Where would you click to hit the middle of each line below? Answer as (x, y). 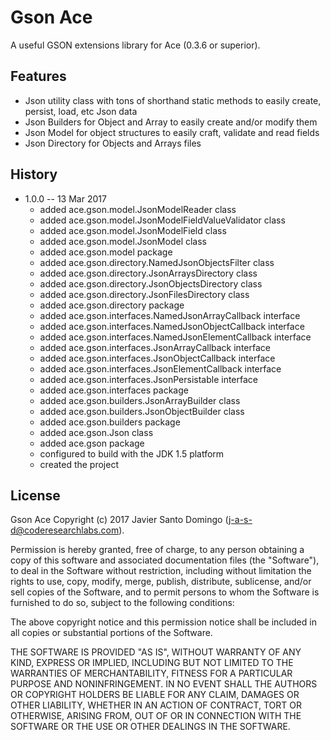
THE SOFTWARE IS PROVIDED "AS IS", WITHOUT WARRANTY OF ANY (156, 652)
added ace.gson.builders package (110, 422)
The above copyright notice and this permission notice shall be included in (163, 622)
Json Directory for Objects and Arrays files (113, 143)
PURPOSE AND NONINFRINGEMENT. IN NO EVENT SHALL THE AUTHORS (164, 684)
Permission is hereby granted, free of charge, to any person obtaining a (157, 550)
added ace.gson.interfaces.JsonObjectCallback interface (157, 358)
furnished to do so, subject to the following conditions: (122, 603)
